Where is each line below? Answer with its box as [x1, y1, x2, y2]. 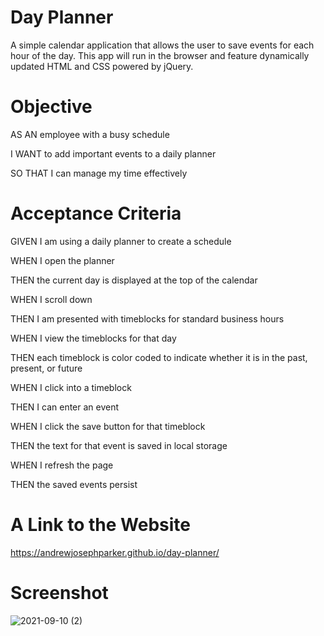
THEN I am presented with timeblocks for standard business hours [10, 312, 285, 325]
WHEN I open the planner [10, 254, 115, 266]
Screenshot [10, 581, 109, 604]
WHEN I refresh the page [10, 459, 114, 471]
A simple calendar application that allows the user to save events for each [10, 39, 315, 51]
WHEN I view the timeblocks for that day [10, 332, 177, 344]
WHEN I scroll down [10, 293, 93, 305]
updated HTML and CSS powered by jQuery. [10, 60, 194, 72]
